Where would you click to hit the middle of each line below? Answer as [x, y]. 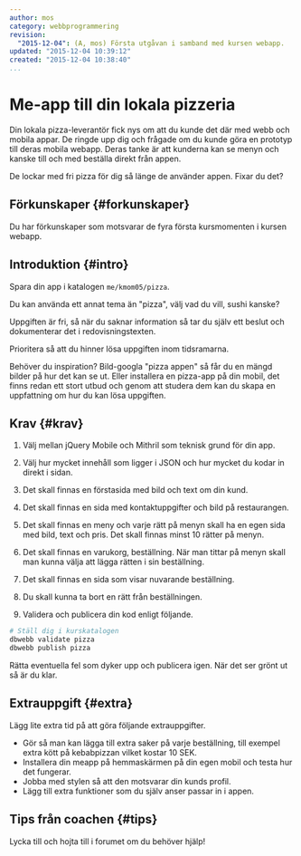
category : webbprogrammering [64, 26]
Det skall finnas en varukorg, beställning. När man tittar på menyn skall [154, 553]
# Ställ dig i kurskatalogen [64, 631]
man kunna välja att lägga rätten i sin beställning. [113, 562]
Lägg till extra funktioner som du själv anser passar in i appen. [138, 791]
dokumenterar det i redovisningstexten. [83, 331]
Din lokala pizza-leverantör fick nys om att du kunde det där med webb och [150, 130]
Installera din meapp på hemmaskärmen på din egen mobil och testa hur [157, 762]
